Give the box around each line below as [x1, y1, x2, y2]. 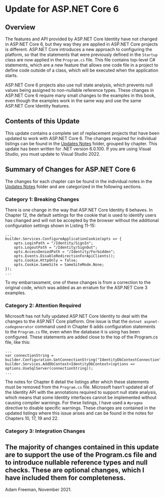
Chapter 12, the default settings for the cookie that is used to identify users [5, 212, 157, 218]
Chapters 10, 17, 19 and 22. [5, 415, 59, 421]
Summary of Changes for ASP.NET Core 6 [5, 166, 136, 174]
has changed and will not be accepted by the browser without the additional [5, 217, 159, 223]
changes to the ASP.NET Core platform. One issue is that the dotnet [5, 318, 142, 325]
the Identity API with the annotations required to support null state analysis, [5, 389, 157, 395]
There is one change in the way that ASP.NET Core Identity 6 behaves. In [5, 207, 153, 213]
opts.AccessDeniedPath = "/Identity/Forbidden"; [14, 249, 115, 254]
